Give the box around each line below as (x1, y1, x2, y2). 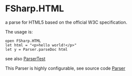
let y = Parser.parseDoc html (5, 47, 68, 52)
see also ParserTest (5, 55, 46, 62)
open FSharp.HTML (5, 38, 41, 43)
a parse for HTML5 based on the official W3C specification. (5, 19, 128, 25)
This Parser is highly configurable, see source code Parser (5, 65, 126, 71)
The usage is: (5, 29, 33, 35)
